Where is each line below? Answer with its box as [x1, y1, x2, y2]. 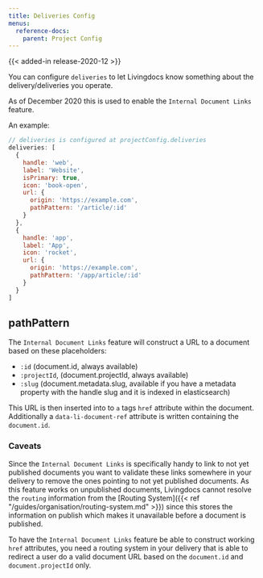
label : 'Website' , [23, 166, 84, 174]
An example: [8, 120, 50, 130]
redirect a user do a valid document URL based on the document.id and [8, 551, 244, 561]
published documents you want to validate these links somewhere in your [8, 467, 252, 477]
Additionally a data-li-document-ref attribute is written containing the [8, 412, 239, 421]
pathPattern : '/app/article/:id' [29, 271, 142, 279]
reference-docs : [15, 27, 70, 35]
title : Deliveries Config [8, 11, 95, 20]
